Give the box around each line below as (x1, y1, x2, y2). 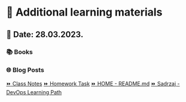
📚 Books (6, 47, 33, 56)
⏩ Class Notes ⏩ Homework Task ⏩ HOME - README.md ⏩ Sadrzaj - (6, 80, 180, 87)
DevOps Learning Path (6, 88, 62, 95)
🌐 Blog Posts (6, 66, 45, 74)
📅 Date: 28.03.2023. (6, 29, 84, 40)
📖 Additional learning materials (6, 5, 163, 19)
